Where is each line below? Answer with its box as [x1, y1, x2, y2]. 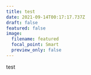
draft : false [6, 19, 38, 25]
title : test [6, 8, 35, 15]
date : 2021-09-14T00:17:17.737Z [6, 14, 85, 20]
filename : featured [11, 36, 59, 42]
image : [6, 31, 22, 37]
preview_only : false [11, 47, 62, 53]
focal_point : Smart [11, 42, 59, 48]
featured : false [6, 25, 46, 31]
